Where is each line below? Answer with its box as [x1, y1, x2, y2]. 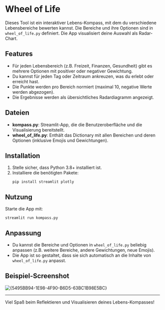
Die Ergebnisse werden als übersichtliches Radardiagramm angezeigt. [12, 94, 154, 100]
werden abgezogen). [12, 89, 55, 95]
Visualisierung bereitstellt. [12, 127, 65, 133]
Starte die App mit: [5, 206, 43, 212]
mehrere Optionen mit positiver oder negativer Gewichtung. [12, 68, 133, 74]
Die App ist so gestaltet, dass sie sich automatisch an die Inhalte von [12, 252, 151, 258]
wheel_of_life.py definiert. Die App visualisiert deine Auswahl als [5, 30, 138, 36]
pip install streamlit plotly [12, 179, 75, 184]
